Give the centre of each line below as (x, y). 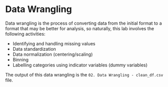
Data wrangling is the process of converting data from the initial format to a (83, 23)
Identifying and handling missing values (54, 43)
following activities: (25, 34)
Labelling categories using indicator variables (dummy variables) (80, 65)
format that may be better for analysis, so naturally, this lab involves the (80, 28)
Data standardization (34, 49)
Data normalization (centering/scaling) (53, 54)
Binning (20, 59)
